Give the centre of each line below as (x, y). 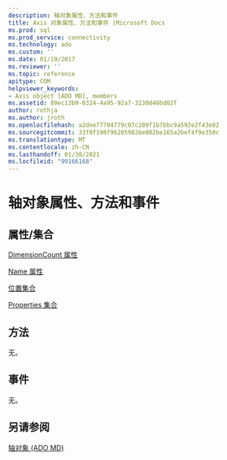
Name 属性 (26, 271)
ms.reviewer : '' (35, 67)
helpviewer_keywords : (44, 88)
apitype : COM (29, 81)
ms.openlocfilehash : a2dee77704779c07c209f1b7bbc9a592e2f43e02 (114, 125)
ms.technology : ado (40, 45)
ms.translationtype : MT (47, 140)
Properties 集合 (33, 305)
